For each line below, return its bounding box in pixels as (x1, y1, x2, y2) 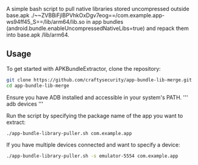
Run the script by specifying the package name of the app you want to (6, 112, 183, 119)
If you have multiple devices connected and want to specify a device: (6, 141, 181, 148)
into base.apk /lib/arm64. (6, 31, 69, 38)
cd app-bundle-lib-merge (6, 82, 69, 89)
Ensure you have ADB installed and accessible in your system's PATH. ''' (6, 94, 188, 101)
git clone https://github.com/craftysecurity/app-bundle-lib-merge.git (6, 76, 192, 83)
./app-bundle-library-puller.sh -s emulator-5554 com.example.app (6, 153, 179, 159)
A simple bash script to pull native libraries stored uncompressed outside (6, 5, 190, 12)
